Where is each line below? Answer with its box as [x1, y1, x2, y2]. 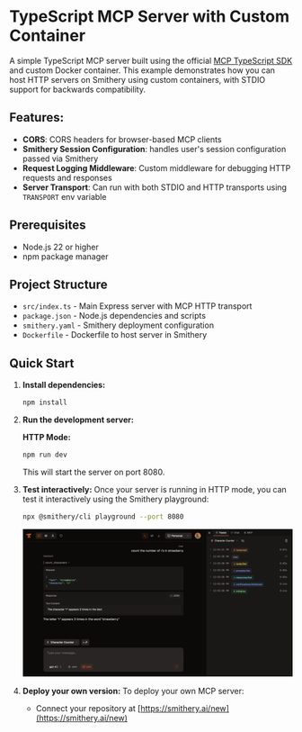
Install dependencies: [22, 380, 106, 391]
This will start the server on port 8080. [22, 466, 165, 477]
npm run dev [22, 450, 67, 460]
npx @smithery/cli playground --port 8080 [22, 511, 184, 521]
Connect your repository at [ [35, 703, 141, 714]
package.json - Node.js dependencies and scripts [22, 311, 207, 321]
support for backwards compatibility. [9, 84, 147, 95]
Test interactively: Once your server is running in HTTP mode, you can [22, 483, 288, 494]
